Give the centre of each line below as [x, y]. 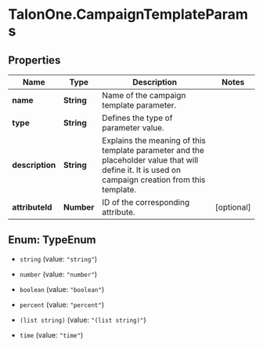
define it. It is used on [141, 170]
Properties [34, 60]
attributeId [32, 207]
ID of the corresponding [146, 202]
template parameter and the [153, 150]
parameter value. [133, 128]
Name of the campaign [144, 95]
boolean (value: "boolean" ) [61, 289]
